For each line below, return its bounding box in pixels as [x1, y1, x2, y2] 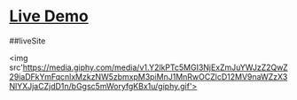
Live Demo [9, 6, 89, 27]
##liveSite [9, 35, 46, 46]
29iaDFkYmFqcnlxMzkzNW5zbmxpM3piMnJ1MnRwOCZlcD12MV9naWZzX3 [9, 71, 288, 81]
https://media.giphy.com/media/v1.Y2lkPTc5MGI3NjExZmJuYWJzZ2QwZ [22, 62, 288, 73]
